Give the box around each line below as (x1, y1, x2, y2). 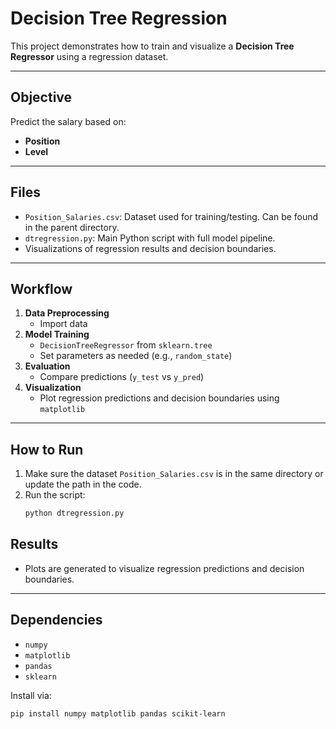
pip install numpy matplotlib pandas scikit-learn (10, 708, 226, 719)
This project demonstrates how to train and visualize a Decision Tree (10, 40, 295, 52)
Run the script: (24, 489, 86, 501)
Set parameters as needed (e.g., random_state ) (39, 350, 233, 362)
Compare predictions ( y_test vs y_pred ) (39, 371, 205, 383)
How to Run (10, 441, 84, 458)
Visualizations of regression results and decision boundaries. (24, 242, 277, 254)
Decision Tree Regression (10, 7, 228, 30)
